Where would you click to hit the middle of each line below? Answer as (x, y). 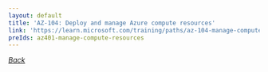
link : (17, 30)
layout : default (35, 15)
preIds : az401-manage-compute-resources (77, 38)
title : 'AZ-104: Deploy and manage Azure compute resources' (112, 23)
